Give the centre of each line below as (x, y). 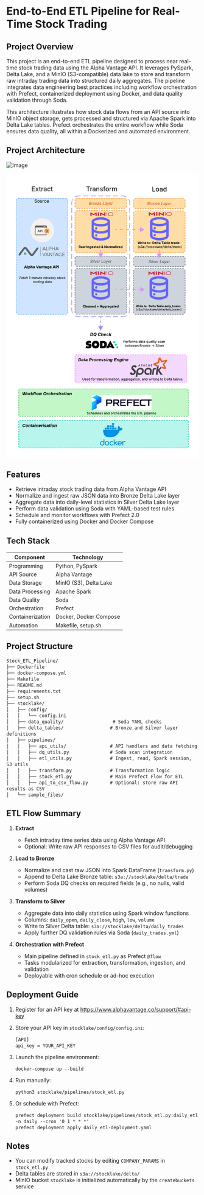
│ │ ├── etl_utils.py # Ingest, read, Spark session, (99, 759)
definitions (21, 734)
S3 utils (17, 765)
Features (23, 474)
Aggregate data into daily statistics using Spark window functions (107, 913)
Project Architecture (46, 150)
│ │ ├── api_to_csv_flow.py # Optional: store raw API (92, 783)
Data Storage (25, 583)
